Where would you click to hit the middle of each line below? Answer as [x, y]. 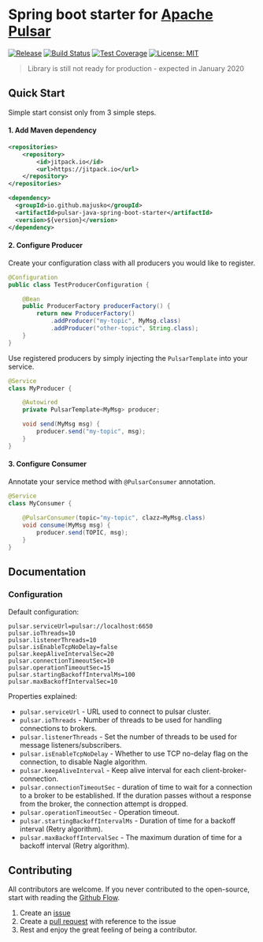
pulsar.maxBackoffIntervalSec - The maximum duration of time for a [131, 837]
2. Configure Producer [45, 246]
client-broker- [224, 770]
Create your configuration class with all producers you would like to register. [132, 263]
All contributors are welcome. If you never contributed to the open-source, [129, 889]
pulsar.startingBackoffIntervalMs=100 [72, 674]
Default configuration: [44, 612]
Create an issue [45, 913]
